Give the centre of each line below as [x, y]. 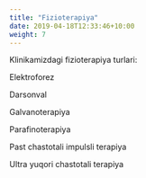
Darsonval [28, 94]
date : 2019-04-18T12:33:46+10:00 [72, 26]
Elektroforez [32, 77]
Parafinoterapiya [40, 129]
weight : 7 [28, 34]
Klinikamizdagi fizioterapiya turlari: [73, 60]
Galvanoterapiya [40, 112]
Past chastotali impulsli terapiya [68, 147]
